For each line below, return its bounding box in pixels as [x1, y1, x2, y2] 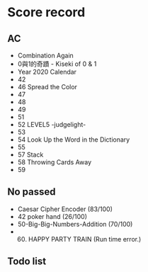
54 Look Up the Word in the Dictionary [17, 135, 130, 144]
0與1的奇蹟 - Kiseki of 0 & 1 [17, 59, 97, 68]
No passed [7, 186, 56, 198]
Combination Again [17, 51, 74, 59]
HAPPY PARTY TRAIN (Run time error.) [28, 234, 142, 243]
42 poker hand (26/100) [17, 212, 87, 220]
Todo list [7, 256, 47, 268]
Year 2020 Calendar [17, 68, 76, 76]
